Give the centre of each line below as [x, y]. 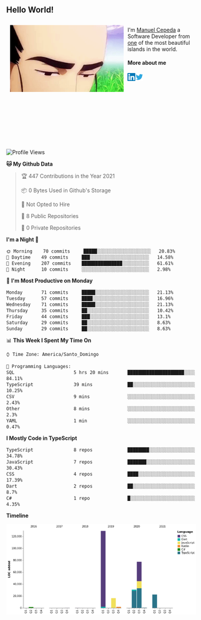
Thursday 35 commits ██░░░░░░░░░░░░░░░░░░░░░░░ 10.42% [90, 311]
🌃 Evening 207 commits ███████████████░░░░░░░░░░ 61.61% [90, 263]
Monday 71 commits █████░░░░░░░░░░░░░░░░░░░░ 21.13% [90, 292]
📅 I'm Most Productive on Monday [50, 281]
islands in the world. [152, 49]
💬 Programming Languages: [39, 367]
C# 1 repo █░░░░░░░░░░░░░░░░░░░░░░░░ [101, 499]
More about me [147, 63]
